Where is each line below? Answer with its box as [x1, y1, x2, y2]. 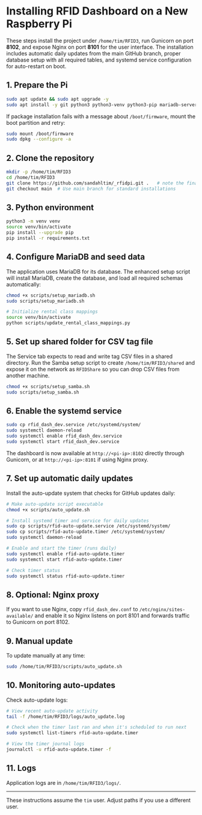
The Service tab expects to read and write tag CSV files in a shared [6, 353, 173, 360]
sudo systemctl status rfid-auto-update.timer [6, 573, 125, 579]
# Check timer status [6, 567, 61, 573]
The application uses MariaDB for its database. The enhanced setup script [6, 268, 191, 275]
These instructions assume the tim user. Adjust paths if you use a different [6, 796, 191, 804]
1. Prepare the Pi [6, 80, 68, 90]
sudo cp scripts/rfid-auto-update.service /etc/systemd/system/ [6, 523, 171, 529]
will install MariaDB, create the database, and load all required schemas [6, 274, 183, 282]
